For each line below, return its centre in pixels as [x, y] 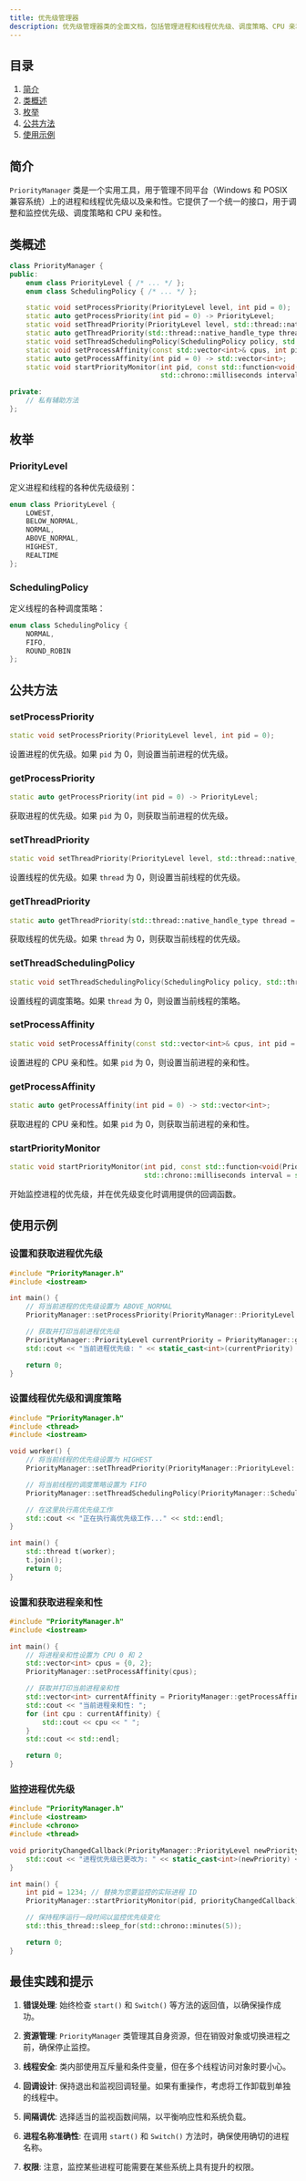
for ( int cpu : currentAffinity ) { [93, 1714]
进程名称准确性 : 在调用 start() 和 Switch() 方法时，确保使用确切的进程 [156, 2136]
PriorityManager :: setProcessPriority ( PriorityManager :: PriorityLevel [161, 1315]
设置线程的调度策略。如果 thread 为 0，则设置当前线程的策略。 [127, 1000]
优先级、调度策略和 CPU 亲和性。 [103, 213]
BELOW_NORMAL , [52, 522]
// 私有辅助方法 [52, 401]
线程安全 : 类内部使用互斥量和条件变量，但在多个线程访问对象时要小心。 [157, 2067]
